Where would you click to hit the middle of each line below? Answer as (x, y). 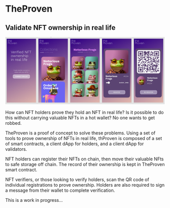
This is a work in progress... (34, 200)
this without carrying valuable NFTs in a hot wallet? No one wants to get (80, 118)
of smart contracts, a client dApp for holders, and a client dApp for (75, 144)
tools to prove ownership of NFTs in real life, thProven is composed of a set (84, 138)
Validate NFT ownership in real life (60, 28)
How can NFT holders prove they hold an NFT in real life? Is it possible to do (84, 112)
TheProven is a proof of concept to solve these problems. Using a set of (80, 133)
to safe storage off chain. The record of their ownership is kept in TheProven (85, 164)
